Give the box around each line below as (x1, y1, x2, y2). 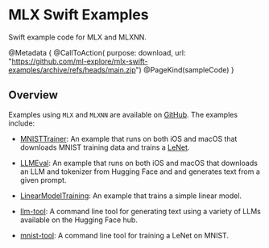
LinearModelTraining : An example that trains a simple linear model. (19, 191, 242, 200)
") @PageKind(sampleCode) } (135, 64, 235, 74)
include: (8, 118, 35, 128)
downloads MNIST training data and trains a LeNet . (19, 143, 190, 152)
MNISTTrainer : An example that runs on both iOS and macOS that (19, 134, 238, 143)
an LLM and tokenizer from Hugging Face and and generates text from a (19, 167, 260, 176)
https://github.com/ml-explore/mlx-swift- (11, 56, 148, 66)
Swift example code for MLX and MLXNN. (8, 32, 147, 42)
